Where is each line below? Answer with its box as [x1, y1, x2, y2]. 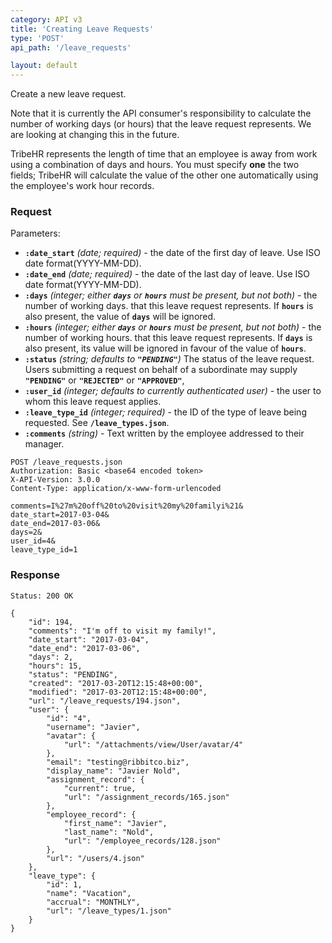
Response [10, 568, 60, 582]
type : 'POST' [10, 33, 65, 43]
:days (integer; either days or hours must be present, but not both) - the [24, 289, 318, 301]
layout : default [10, 61, 78, 71]
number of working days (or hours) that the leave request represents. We [10, 118, 312, 130]
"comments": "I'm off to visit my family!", [28, 626, 217, 636]
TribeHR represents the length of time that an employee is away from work [10, 148, 318, 160]
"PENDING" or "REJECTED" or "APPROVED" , [24, 374, 185, 386]
